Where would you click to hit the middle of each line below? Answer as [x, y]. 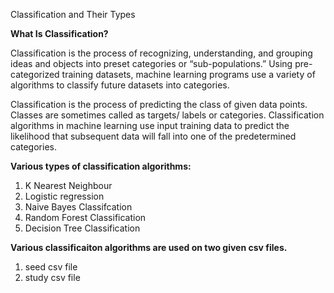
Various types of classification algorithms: [101, 166]
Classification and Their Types [73, 14]
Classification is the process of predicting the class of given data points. [159, 104]
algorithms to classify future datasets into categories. [120, 85]
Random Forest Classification [85, 217]
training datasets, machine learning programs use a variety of [188, 74]
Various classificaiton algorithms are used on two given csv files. [149, 247]
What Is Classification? [59, 33]
